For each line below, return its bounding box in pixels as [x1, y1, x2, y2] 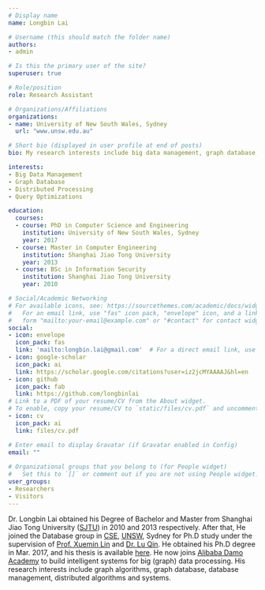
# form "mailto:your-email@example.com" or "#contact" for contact [8, 317, 242, 325]
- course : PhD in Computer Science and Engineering [15, 222, 189, 230]
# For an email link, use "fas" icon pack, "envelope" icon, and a [8, 309, 242, 317]
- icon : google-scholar [8, 353, 87, 361]
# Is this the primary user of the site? [8, 62, 147, 70]
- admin [8, 48, 34, 56]
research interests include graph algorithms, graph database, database [8, 564, 239, 573]
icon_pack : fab [15, 382, 65, 391]
